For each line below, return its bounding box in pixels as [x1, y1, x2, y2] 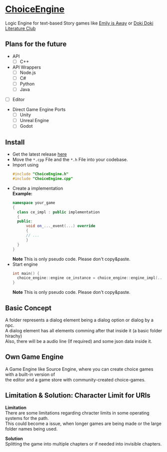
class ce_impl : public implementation [17, 209, 100, 215]
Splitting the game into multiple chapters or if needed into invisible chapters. [5, 440, 162, 446]
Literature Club [5, 25, 36, 31]
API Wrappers [12, 64, 41, 70]
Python [19, 81, 35, 87]
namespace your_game [12, 200, 55, 205]
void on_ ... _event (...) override [25, 224, 96, 229]
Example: [12, 190, 32, 196]
